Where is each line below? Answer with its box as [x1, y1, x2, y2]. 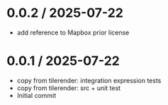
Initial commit [16, 91, 57, 99]
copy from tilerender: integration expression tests [16, 76, 162, 85]
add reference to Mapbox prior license [16, 28, 130, 37]
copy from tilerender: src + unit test [16, 83, 121, 92]
